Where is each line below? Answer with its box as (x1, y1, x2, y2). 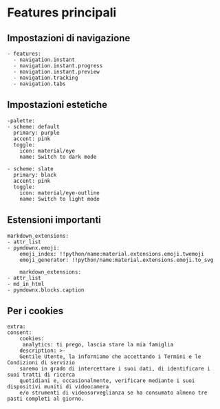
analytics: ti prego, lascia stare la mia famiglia (22, 342, 174, 349)
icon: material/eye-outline (19, 189, 100, 197)
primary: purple (13, 129, 60, 136)
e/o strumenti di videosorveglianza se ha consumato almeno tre (19, 390, 208, 397)
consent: (7, 329, 32, 336)
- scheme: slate (7, 165, 54, 173)
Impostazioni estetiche (7, 99, 108, 111)
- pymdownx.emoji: (7, 244, 60, 252)
